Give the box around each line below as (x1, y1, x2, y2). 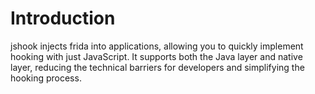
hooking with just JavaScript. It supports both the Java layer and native (10, 50, 303, 62)
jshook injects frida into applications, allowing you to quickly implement (10, 40, 304, 52)
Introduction (10, 7, 116, 30)
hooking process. (10, 72, 82, 84)
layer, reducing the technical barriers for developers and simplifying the (10, 61, 305, 73)
